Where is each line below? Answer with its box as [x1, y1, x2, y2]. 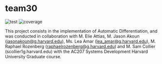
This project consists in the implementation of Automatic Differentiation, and [5, 28, 158, 34]
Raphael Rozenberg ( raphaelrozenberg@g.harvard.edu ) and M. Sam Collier [5, 43, 156, 49]
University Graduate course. [5, 53, 62, 59]
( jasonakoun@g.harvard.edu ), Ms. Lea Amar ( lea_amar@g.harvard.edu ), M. [5, 38, 156, 44]
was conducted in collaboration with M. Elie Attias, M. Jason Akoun [5, 33, 140, 39]
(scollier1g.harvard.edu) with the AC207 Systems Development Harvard [5, 49, 148, 54]
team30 [5, 3, 37, 14]
